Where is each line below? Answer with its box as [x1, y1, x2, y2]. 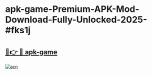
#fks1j [5, 25, 31, 36]
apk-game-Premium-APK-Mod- [5, 3, 139, 15]
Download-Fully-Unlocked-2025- [5, 14, 147, 25]
